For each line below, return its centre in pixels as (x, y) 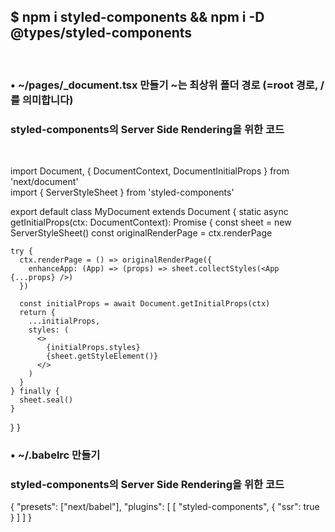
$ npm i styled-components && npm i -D (137, 17)
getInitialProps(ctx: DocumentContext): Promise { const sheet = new (151, 222)
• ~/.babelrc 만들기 (55, 455)
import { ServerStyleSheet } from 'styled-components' (122, 192)
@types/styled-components (101, 33)
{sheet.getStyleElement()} (102, 356)
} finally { (35, 391)
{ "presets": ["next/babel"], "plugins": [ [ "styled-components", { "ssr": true (165, 507)
